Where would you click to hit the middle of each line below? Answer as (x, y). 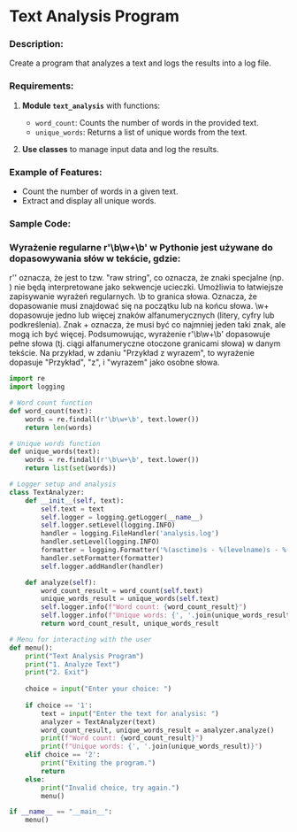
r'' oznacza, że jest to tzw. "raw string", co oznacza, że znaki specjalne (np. (147, 278)
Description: (36, 44)
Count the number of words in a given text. (100, 191)
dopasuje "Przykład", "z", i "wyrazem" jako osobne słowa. (114, 362)
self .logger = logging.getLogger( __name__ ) (122, 517)
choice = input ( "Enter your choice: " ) (99, 689)
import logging (37, 387)
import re (27, 379)
